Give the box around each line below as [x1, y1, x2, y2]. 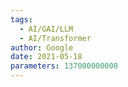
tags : [10, 14, 33, 25]
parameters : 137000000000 [10, 61, 118, 71]
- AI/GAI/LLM [19, 24, 74, 34]
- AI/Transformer [19, 33, 92, 43]
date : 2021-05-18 [10, 52, 83, 62]
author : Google [10, 42, 74, 53]
